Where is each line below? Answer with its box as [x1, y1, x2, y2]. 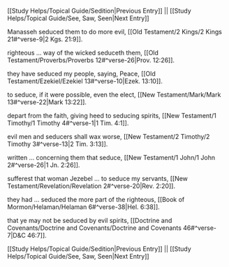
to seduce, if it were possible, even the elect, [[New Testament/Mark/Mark [7, 91, 221, 99]
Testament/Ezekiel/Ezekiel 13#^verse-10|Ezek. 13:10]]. [7, 77, 163, 85]
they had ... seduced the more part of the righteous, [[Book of [7, 196, 185, 203]
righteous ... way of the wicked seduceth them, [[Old [7, 49, 159, 57]
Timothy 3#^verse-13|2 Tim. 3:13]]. [7, 140, 108, 148]
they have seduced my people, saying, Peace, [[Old [7, 70, 156, 78]
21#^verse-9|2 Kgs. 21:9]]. [7, 35, 83, 43]
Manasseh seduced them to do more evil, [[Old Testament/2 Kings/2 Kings [7, 28, 222, 36]
